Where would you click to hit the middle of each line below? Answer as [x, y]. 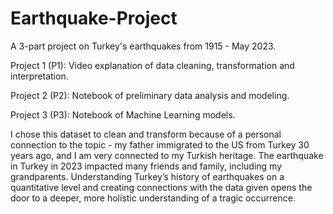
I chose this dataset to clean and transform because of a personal [146, 134]
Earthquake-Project [94, 18]
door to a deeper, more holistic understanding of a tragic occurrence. [153, 198]
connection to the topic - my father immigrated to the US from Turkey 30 [160, 144]
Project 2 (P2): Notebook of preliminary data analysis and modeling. [150, 95]
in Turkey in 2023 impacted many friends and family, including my [146, 166]
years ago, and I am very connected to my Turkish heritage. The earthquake [167, 155]
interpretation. [39, 76]
